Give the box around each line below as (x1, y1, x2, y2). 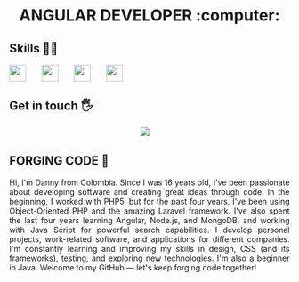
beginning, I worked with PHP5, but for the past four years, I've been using (9, 196, 290, 206)
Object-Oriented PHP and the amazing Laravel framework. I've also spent (9, 205, 290, 216)
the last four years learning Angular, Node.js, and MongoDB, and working (9, 214, 290, 225)
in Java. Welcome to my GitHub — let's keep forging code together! (9, 262, 257, 272)
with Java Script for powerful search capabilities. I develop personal (9, 224, 290, 235)
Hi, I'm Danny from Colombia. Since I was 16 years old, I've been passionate (9, 177, 290, 188)
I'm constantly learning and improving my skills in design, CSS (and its (9, 243, 290, 254)
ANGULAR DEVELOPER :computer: (19, 5, 280, 26)
